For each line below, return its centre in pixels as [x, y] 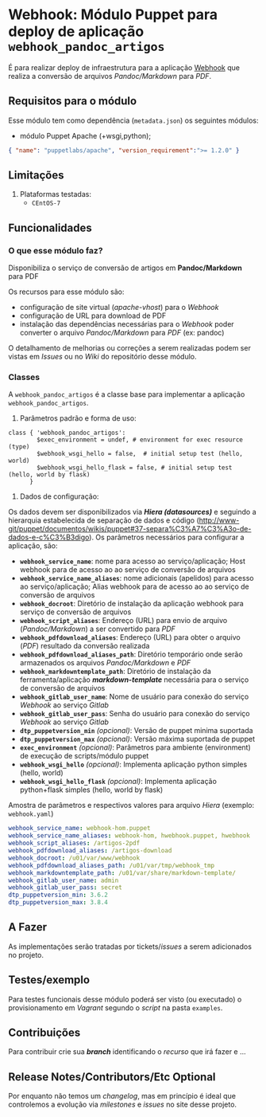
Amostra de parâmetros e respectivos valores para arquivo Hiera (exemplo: [131, 805]
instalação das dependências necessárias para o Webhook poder [127, 324]
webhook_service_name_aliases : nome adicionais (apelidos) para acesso [137, 578]
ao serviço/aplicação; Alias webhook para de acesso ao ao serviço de [134, 586]
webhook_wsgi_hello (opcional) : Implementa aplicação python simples [133, 764]
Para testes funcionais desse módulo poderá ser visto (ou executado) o [125, 999]
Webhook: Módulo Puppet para [113, 15]
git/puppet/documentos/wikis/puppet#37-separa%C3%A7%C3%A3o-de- [130, 529]
